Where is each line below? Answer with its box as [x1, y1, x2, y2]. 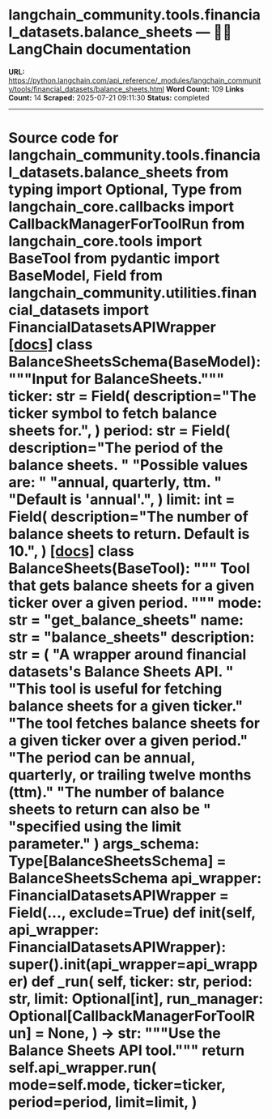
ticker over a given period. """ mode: [8, 594, 262, 613]
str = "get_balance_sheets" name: [8, 611, 244, 630]
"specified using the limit [8, 818, 182, 836]
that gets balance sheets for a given [8, 577, 255, 595]
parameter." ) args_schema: [8, 835, 200, 853]
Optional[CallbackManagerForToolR [8, 1007, 255, 1026]
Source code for [8, 129, 119, 147]
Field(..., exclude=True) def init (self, [8, 903, 257, 922]
